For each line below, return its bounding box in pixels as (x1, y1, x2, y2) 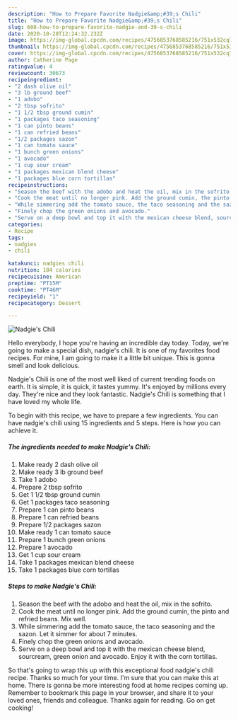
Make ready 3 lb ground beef (18, 468, 104, 476)
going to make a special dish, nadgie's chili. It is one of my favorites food (8, 346, 220, 355)
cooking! (8, 703, 34, 712)
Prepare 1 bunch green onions (18, 536, 106, 544)
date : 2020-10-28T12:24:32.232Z (8, 30, 103, 38)
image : (8, 37, 28, 44)
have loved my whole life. (8, 398, 82, 406)
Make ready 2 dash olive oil (18, 461, 98, 469)
